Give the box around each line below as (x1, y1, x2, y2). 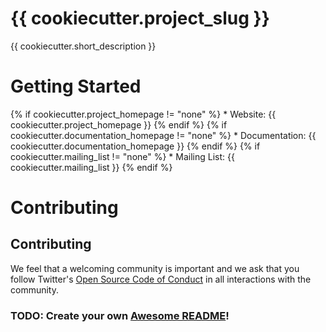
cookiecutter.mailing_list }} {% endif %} (10, 161, 173, 173)
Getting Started (10, 75, 142, 98)
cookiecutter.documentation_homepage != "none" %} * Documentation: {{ (10, 129, 317, 141)
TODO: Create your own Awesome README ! (10, 308, 230, 322)
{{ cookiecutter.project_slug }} (10, 7, 270, 30)
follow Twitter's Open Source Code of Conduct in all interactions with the (10, 273, 312, 285)
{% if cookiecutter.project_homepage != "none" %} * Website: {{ (10, 108, 277, 120)
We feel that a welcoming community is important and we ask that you (10, 262, 300, 274)
